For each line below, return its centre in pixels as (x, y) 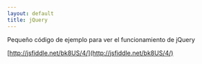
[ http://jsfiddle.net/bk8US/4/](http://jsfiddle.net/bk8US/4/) (90, 53)
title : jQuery (28, 20)
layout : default (30, 13)
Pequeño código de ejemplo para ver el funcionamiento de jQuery (101, 39)
